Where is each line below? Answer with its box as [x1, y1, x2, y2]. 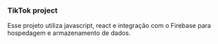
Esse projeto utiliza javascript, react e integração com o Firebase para [7, 22, 211, 30]
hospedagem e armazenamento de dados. [7, 29, 131, 37]
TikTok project [7, 6, 58, 15]
